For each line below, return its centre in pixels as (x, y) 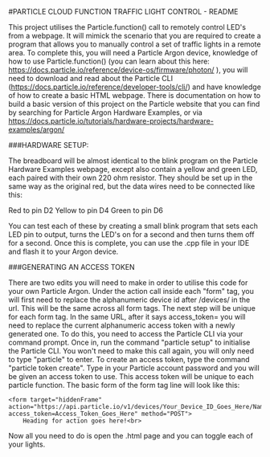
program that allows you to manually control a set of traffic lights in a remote (135, 44)
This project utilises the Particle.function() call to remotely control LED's (127, 27)
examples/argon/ (37, 129)
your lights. (27, 444)
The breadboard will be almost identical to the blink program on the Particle (133, 161)
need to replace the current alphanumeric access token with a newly (122, 325)
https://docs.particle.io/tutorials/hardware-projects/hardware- (111, 121)
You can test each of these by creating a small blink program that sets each (133, 226)
